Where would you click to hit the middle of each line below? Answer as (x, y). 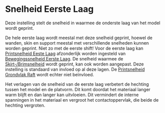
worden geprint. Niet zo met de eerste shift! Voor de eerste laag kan (74, 48)
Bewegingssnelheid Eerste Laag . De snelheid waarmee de (64, 58)
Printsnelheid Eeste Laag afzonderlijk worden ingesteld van (65, 54)
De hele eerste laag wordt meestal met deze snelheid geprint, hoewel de (79, 38)
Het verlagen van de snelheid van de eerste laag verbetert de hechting (77, 84)
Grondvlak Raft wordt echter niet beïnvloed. (50, 74)
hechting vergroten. (25, 105)
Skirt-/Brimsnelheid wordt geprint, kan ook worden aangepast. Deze (75, 64)
